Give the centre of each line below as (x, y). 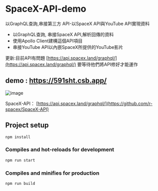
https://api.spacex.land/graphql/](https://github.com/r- (95, 103)
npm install (18, 137)
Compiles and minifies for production (52, 173)
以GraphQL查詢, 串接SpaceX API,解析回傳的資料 (63, 34)
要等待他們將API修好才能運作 (108, 64)
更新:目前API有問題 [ (27, 58)
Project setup (27, 125)
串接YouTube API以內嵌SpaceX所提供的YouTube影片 (68, 47)
